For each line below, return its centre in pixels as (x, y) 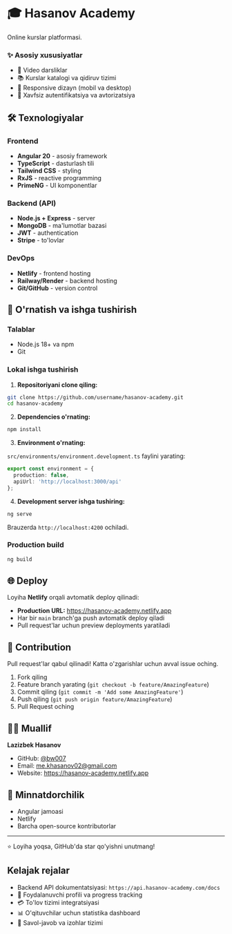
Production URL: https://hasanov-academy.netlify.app (94, 611)
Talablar (21, 329)
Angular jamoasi (40, 811)
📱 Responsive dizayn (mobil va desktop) (74, 88)
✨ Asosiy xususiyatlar (45, 55)
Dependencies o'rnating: (54, 417)
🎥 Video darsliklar (42, 70)
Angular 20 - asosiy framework (62, 155)
